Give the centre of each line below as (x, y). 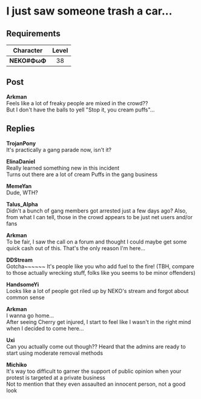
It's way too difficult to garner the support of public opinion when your (94, 371)
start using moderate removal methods (55, 353)
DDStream (20, 260)
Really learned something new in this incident (63, 168)
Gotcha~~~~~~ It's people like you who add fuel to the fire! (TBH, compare (100, 266)
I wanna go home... (30, 315)
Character (28, 51)
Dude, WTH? (22, 193)
